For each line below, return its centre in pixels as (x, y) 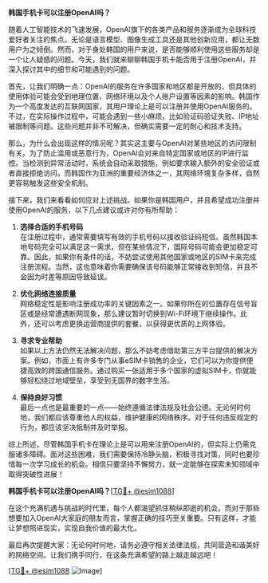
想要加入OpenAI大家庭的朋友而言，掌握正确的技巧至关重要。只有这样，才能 (132, 518)
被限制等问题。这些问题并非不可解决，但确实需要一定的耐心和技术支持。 (127, 126)
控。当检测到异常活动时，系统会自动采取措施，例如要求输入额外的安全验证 (130, 163)
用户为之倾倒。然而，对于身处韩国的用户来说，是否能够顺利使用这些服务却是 (134, 49)
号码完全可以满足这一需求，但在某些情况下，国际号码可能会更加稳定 (139, 247)
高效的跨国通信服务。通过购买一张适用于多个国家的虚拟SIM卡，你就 (138, 370)
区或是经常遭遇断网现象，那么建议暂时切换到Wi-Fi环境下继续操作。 (130, 313)
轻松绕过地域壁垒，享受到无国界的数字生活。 (100, 380)
